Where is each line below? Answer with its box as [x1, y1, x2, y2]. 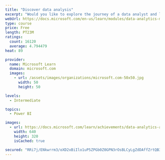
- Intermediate [9, 98, 41, 103]
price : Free [5, 26, 29, 30]
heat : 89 [5, 48, 23, 53]
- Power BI [9, 111, 32, 116]
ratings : [5, 35, 23, 40]
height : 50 [18, 84, 41, 89]
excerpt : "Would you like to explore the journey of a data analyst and [5, 12, 157, 17]
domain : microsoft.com [9, 66, 56, 71]
